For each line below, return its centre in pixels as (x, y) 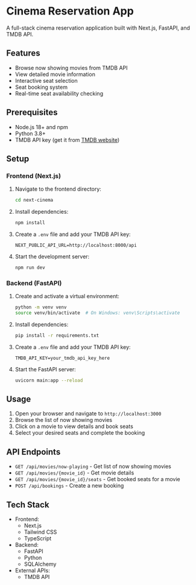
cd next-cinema (34, 200)
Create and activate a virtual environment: (67, 296)
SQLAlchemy (40, 564)
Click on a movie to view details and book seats (74, 426)
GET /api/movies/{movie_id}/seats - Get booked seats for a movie (98, 479)
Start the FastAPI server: (46, 369)
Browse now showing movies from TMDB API (71, 68)
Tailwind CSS (40, 532)
